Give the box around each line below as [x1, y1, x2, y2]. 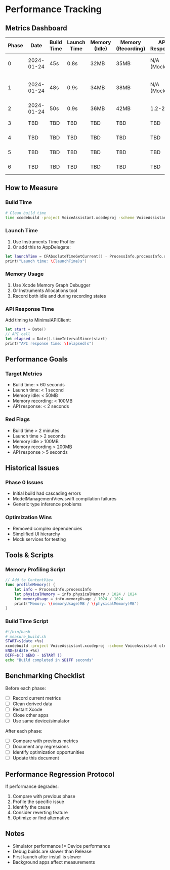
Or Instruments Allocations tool [12, 287, 77, 294]
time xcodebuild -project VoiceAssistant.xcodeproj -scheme [5, 215, 135, 220]
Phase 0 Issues [5, 479, 44, 486]
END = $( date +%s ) [5, 648, 39, 654]
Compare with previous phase [12, 793, 76, 799]
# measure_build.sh [5, 634, 47, 639]
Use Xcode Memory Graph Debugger [12, 282, 91, 288]
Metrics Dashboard [5, 24, 67, 32]
